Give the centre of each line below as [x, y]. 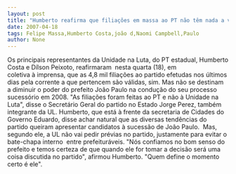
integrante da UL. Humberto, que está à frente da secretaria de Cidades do [116, 112]
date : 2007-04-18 [33, 27]
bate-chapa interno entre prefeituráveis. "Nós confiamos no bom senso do [116, 142]
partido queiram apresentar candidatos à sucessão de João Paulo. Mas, [112, 127]
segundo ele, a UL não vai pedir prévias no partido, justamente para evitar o [117, 135]
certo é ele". [25, 164]
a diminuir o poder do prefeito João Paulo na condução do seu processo [112, 90]
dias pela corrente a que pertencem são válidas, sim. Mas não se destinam [116, 82]
